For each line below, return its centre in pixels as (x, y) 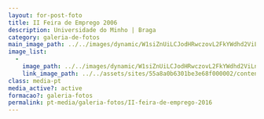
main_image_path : (37, 45)
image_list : (27, 52)
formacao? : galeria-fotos (50, 96)
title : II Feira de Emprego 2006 (63, 23)
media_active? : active (45, 88)
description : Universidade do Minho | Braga (82, 30)
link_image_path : (51, 74)
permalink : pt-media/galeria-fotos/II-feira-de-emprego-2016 (110, 103)
